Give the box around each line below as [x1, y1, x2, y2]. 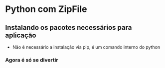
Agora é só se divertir [5, 56, 58, 63]
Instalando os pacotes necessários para [5, 23, 132, 32]
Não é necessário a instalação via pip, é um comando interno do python [12, 44, 161, 50]
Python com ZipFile [5, 3, 87, 15]
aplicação [5, 31, 36, 39]
